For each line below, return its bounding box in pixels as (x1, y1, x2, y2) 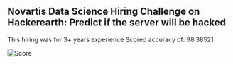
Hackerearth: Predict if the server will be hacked (7, 17, 226, 29)
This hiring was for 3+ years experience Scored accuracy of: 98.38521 (7, 35, 215, 44)
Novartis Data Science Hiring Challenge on (7, 6, 200, 18)
